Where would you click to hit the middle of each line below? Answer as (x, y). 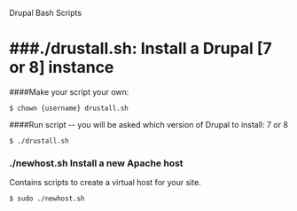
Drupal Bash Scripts (46, 13)
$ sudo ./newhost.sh (47, 199)
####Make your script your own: (69, 91)
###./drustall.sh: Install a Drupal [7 (141, 49)
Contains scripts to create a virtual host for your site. (105, 183)
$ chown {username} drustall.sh (69, 108)
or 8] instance (62, 68)
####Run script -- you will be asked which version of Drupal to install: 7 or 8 (148, 124)
